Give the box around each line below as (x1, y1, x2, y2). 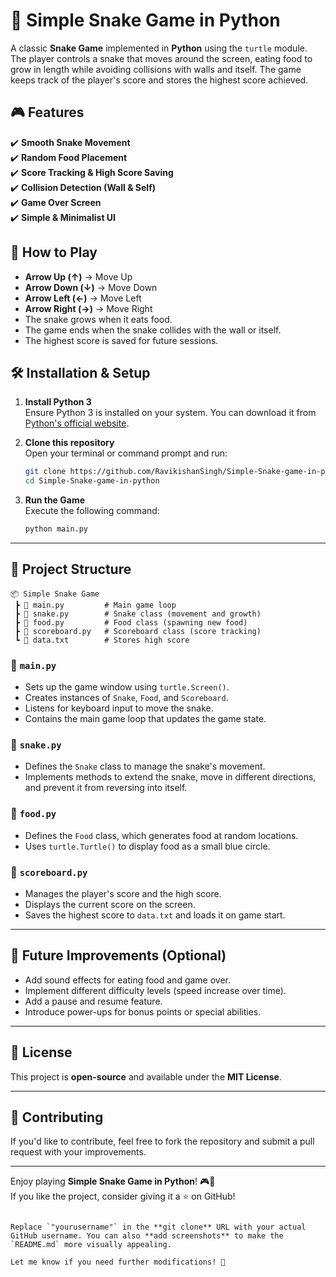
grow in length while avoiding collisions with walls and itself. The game (10, 63, 302, 75)
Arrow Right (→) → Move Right (24, 302, 153, 314)
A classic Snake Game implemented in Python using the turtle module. (10, 42, 308, 54)
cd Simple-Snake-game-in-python (24, 476, 160, 486)
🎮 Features (10, 104, 85, 121)
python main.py (24, 524, 89, 534)
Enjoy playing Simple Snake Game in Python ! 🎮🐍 (10, 1175, 216, 1188)
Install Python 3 (24, 396, 92, 408)
